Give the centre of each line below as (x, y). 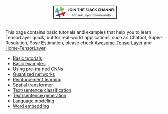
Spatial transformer (33, 85)
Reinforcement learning (37, 80)
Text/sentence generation (39, 96)
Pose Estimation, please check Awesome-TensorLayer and (91, 43)
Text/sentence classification (42, 90)
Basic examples (29, 64)
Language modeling (33, 101)
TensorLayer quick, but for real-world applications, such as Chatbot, (76, 38)
